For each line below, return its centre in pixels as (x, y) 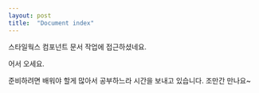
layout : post (30, 15)
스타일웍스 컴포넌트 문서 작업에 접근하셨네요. (78, 46)
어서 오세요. (27, 64)
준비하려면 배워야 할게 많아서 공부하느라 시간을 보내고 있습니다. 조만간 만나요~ (129, 80)
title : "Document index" (51, 23)
